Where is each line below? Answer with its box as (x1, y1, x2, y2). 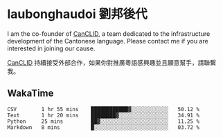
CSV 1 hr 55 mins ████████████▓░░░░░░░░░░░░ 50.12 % (7, 106, 199, 112)
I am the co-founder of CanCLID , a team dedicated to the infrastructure (7, 29, 211, 38)
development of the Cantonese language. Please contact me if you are (7, 37, 209, 45)
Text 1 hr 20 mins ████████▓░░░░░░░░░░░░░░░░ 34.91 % (7, 112, 199, 119)
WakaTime (7, 88, 54, 99)
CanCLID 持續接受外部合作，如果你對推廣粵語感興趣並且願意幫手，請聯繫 (7, 58, 217, 66)
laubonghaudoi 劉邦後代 (7, 6, 148, 22)
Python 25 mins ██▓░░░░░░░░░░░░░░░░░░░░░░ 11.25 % (7, 118, 199, 125)
